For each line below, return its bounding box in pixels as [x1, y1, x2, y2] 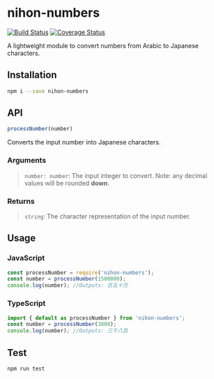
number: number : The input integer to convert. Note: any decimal [24, 171, 208, 179]
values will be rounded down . [24, 179, 109, 187]
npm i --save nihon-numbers [7, 87, 89, 95]
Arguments [7, 156, 47, 165]
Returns [7, 196, 35, 206]
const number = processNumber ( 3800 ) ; [7, 321, 117, 328]
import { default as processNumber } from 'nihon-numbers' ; [7, 314, 186, 322]
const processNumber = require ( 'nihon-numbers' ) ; [7, 269, 155, 276]
